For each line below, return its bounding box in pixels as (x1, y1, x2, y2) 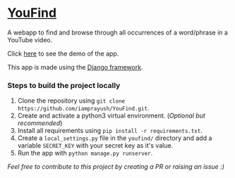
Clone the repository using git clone (17, 96, 126, 105)
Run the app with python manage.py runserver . (17, 149, 153, 158)
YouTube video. (7, 35, 53, 44)
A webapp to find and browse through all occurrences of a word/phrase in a (7, 28, 228, 37)
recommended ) (17, 119, 63, 127)
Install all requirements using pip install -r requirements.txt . (17, 127, 203, 135)
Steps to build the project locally (7, 80, 121, 90)
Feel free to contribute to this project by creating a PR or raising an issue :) (7, 163, 224, 171)
